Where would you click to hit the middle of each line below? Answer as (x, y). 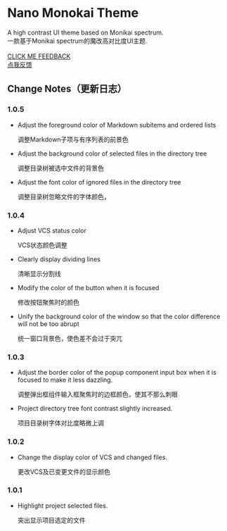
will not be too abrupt (48, 324)
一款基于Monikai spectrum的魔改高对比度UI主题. (77, 41)
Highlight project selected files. (63, 506)
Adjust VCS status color (52, 230)
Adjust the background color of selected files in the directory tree (112, 154)
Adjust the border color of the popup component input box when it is (117, 373)
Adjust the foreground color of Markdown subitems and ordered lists (117, 125)
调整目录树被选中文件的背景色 (60, 168)
